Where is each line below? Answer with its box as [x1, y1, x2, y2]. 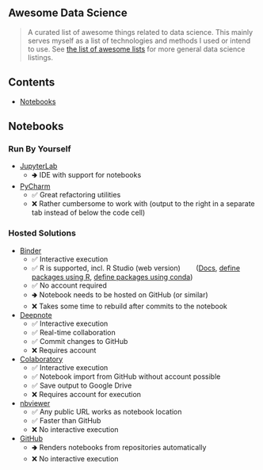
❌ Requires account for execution [31, 389, 141, 399]
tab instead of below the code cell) [31, 208, 146, 217]
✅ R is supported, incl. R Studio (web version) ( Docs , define [31, 263, 240, 273]
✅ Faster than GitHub [31, 415, 101, 425]
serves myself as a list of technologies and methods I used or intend [27, 36, 251, 45]
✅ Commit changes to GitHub [31, 336, 128, 346]
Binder [19, 246, 42, 255]
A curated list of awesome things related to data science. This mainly [27, 27, 253, 36]
